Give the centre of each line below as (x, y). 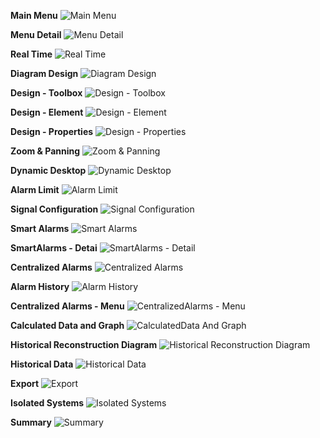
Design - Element (47, 112)
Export (25, 383)
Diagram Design (44, 73)
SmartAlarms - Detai (54, 248)
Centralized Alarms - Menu (67, 306)
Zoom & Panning (45, 151)
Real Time (31, 54)
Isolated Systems (47, 403)
